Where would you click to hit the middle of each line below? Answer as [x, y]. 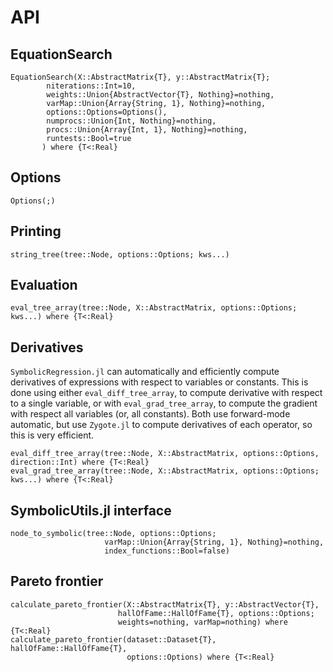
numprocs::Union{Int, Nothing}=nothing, [131, 121]
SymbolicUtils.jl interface [91, 510]
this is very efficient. [52, 435]
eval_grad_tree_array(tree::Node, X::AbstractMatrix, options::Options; [165, 471]
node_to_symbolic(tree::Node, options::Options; [113, 534]
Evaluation [44, 285]
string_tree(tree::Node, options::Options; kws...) [120, 254]
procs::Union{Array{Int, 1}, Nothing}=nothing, [147, 130]
